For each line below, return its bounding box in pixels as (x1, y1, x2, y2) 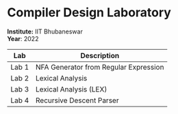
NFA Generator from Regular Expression (35, 62, 164, 72)
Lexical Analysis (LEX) (35, 84, 107, 94)
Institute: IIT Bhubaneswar (7, 27, 84, 35)
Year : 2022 (7, 34, 39, 42)
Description (80, 51, 120, 60)
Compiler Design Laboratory (7, 5, 171, 20)
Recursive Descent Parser (35, 96, 119, 105)
